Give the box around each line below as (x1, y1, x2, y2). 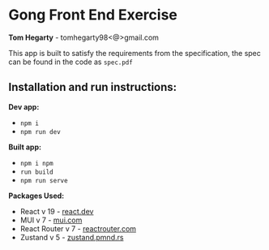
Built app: (8, 142, 42, 152)
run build (19, 168, 54, 176)
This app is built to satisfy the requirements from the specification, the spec (8, 48, 262, 58)
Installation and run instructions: (8, 80, 177, 94)
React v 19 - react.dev (19, 206, 94, 216)
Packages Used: (8, 191, 65, 200)
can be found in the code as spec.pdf (8, 57, 134, 67)
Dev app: (8, 101, 40, 111)
